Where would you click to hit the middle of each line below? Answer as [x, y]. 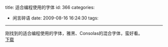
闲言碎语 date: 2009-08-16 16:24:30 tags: [55, 18]
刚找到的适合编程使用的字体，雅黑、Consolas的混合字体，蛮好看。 [74, 33]
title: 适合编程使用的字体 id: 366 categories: [50, 7]
